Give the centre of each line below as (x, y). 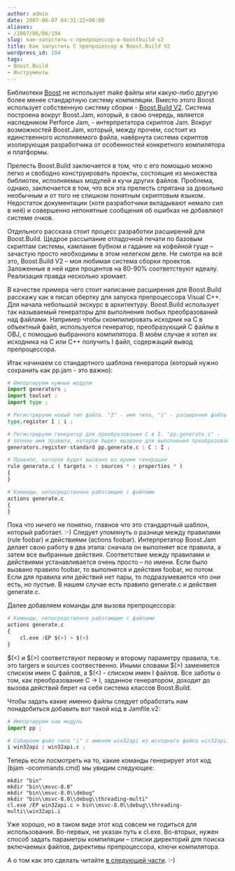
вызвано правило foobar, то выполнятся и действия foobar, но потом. (111, 570)
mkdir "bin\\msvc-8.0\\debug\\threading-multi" (78, 800)
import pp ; (24, 728)
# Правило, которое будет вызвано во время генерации (87, 460)
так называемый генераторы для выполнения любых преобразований (113, 312)
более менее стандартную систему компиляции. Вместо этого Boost (111, 100)
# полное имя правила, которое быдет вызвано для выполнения (98, 441)
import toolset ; (33, 396)
